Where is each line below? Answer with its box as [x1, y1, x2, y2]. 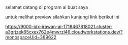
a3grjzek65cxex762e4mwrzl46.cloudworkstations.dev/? [5, 29, 123, 34]
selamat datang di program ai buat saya [5, 4, 88, 10]
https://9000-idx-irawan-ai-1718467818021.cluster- [5, 23, 113, 29]
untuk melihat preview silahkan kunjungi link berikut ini [5, 14, 119, 19]
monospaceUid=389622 [5, 34, 57, 40]
